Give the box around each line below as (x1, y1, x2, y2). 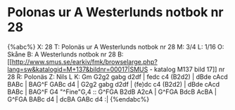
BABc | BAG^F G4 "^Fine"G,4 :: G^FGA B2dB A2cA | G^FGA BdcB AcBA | (7, 87, 217, 96)
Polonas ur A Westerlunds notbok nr (7, 4, 224, 20)
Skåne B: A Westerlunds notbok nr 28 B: (7, 50, 124, 59)
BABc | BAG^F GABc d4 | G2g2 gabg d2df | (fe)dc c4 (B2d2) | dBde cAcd (7, 80, 220, 88)
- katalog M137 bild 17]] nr (149, 65, 225, 73)
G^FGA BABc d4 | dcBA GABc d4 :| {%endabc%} (7, 94, 150, 103)
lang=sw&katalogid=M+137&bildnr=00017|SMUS (7, 65, 148, 73)
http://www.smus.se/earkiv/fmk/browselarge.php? (11, 57, 158, 66)
